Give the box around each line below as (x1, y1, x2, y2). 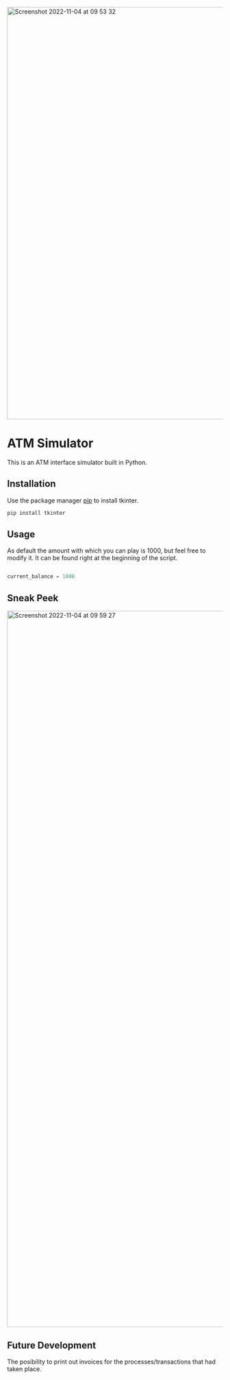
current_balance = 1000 (7, 573, 75, 580)
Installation (7, 478, 56, 489)
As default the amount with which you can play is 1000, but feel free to (7, 546, 206, 555)
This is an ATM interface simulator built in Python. (7, 458, 147, 466)
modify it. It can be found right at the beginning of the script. (7, 554, 178, 562)
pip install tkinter (7, 509, 66, 516)
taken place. (7, 1364, 42, 1373)
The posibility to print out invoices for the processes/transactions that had (7, 1357, 216, 1366)
